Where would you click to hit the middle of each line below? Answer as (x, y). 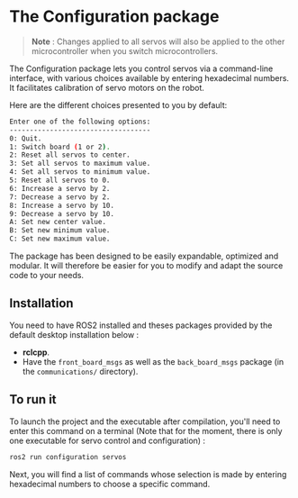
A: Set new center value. (58, 222)
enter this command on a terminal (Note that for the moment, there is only (146, 430)
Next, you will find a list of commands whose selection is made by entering (148, 474)
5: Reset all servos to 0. (60, 181)
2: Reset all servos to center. (70, 155)
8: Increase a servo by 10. (62, 205)
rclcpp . (36, 352)
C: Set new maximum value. (60, 239)
